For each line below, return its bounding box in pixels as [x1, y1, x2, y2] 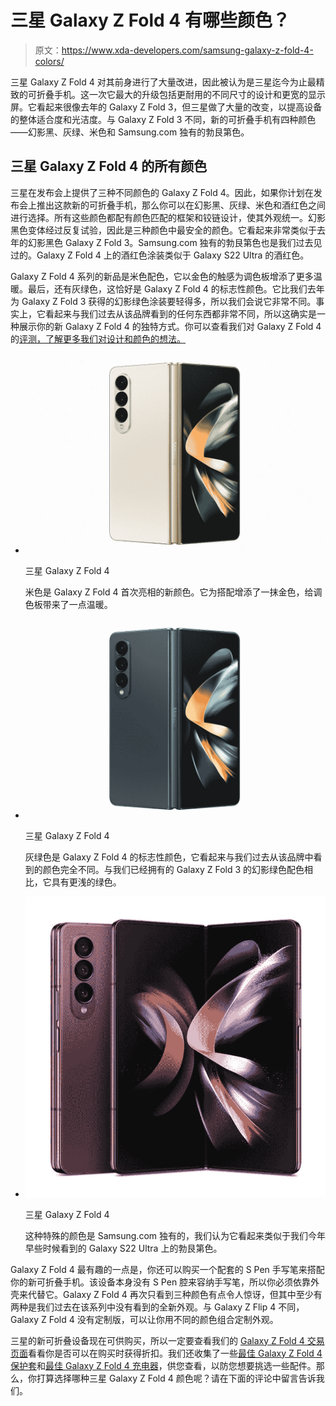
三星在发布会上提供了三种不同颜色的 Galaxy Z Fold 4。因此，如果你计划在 [10, 186, 314, 198]
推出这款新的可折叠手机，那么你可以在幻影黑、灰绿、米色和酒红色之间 [36, 199, 326, 211]
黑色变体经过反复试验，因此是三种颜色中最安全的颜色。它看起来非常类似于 [10, 224, 317, 236]
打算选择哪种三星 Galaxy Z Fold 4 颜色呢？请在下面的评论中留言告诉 [36, 1372, 317, 1384]
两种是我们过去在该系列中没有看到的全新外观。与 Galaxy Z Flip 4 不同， [10, 1301, 305, 1313]
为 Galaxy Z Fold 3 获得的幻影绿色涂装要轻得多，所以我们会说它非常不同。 [10, 295, 317, 307]
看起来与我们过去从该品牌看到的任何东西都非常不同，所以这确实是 [44, 307, 317, 320]
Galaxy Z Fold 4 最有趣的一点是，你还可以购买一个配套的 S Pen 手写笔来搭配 [10, 1263, 325, 1275]
